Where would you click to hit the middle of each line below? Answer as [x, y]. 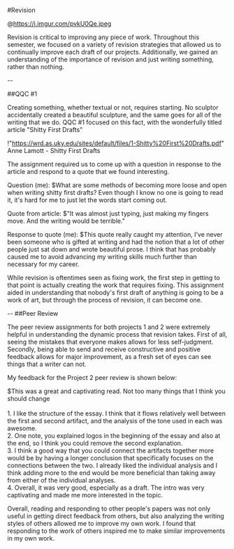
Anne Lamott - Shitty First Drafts [54, 151]
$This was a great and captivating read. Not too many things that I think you [116, 391]
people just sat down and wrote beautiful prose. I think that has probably [112, 249]
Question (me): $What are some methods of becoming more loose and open [117, 185]
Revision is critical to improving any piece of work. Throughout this [103, 37]
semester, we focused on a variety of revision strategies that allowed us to [114, 44]
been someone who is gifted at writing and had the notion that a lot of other [116, 242]
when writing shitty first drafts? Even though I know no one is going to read [115, 192]
